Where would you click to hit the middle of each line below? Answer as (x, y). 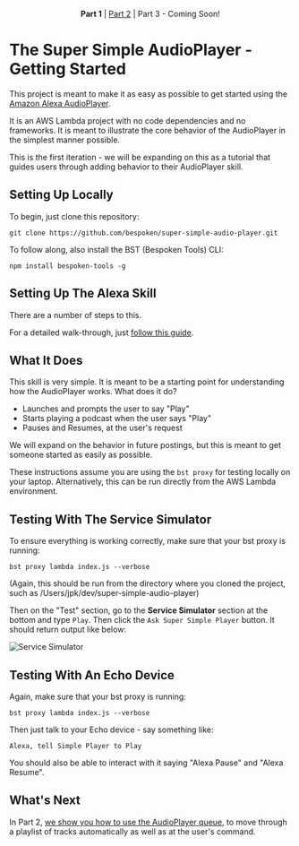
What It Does (46, 360)
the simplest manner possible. (65, 140)
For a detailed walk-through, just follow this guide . (102, 332)
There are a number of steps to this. (76, 315)
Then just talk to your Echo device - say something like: (111, 729)
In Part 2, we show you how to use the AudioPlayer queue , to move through (149, 822)
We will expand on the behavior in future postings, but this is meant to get (145, 445)
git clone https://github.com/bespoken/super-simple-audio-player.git (144, 233)
